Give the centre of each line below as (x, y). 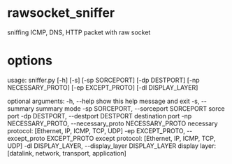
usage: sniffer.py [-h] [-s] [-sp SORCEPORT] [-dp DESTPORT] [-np (103, 80)
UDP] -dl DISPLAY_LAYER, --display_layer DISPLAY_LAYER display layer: (112, 146)
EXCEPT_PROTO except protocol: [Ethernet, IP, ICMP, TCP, (131, 138)
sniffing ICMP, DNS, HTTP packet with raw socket (79, 32)
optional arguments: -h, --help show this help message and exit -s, (103, 101)
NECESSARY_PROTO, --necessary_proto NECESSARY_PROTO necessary (113, 123)
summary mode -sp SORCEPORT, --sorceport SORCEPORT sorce (130, 108)
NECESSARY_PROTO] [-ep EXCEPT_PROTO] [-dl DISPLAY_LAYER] (103, 87)
